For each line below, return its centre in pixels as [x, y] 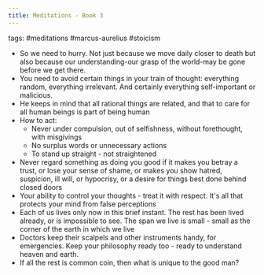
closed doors [41, 187]
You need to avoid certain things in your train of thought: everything [129, 78]
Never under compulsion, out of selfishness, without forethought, [137, 128]
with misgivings [57, 137]
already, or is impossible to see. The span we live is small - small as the [135, 221]
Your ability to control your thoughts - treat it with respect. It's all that [131, 195]
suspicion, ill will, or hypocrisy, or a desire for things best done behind [133, 179]
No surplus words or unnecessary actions [99, 145]
